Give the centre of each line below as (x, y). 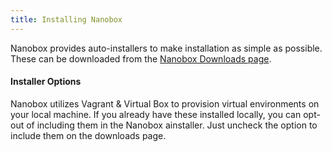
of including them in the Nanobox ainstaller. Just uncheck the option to (172, 125)
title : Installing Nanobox (66, 19)
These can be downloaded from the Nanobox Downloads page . (141, 58)
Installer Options (46, 82)
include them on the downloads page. (88, 135)
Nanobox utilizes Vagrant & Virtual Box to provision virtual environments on (165, 103)
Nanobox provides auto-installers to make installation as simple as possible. (166, 48)
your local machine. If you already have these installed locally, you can (156, 114)
